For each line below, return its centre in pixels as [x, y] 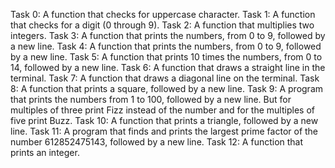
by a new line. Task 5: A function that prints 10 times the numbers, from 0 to [166, 57]
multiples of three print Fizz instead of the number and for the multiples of [162, 110]
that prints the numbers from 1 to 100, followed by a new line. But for [151, 99]
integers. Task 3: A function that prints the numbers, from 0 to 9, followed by [168, 35]
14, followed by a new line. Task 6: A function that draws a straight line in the [168, 67]
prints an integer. [45, 152]
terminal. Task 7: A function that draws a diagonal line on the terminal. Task [165, 78]
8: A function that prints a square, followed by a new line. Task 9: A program [167, 88]
